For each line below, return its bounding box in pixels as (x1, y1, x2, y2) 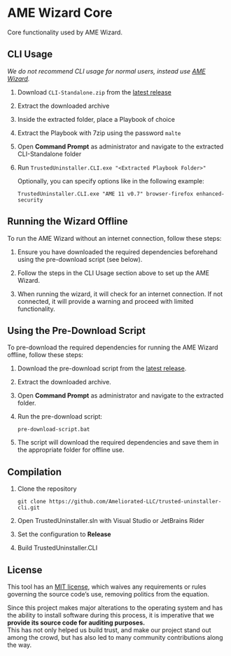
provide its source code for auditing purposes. (7, 618, 146, 627)
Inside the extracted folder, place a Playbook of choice (17, 115, 175, 123)
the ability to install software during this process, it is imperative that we (7, 611, 215, 619)
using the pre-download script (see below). (17, 255, 143, 263)
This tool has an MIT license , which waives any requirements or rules (7, 582, 206, 591)
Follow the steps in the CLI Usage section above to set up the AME (17, 268, 210, 277)
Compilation (7, 466, 62, 477)
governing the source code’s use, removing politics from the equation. (7, 590, 210, 598)
